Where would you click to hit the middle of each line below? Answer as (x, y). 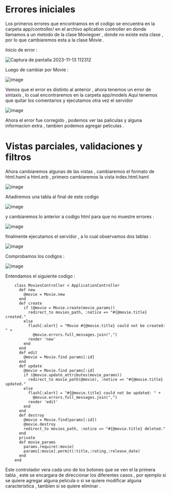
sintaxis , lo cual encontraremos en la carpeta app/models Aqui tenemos (81, 95)
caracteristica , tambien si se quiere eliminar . (53, 486)
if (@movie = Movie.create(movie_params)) (69, 308)
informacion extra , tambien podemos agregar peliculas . (65, 125)
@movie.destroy (40, 424)
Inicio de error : (21, 50)
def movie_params (37, 442)
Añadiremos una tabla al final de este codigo (52, 197)
